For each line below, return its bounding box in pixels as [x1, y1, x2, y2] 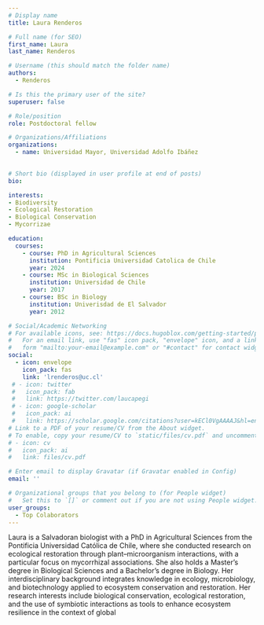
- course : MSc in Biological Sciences [22, 271, 149, 279]
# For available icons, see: [8, 329, 104, 337]
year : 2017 [28, 286, 65, 294]
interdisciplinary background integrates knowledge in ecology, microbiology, [8, 575, 255, 584]
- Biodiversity [8, 198, 58, 207]
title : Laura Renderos [8, 19, 82, 27]
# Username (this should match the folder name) [8, 62, 170, 70]
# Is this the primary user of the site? [8, 90, 146, 98]
